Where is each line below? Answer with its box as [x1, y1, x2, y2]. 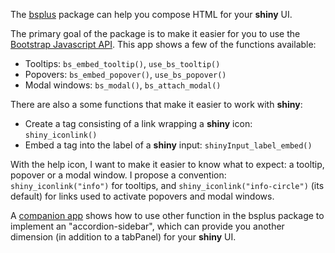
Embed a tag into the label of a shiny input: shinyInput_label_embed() [24, 139, 313, 151]
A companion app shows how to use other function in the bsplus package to [10, 210, 325, 221]
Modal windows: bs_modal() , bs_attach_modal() [24, 79, 222, 91]
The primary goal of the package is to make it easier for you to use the [10, 28, 301, 39]
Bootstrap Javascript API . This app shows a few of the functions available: [10, 39, 317, 50]
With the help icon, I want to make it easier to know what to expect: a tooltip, [10, 159, 325, 170]
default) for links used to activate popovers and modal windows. [10, 190, 275, 202]
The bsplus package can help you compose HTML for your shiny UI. [10, 9, 293, 20]
